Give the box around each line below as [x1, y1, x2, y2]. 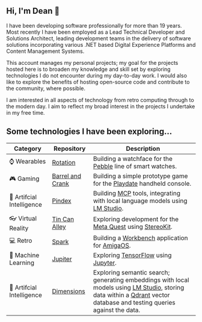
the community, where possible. [6, 85, 86, 92]
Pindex [52, 196, 72, 205]
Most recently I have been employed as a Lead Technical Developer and [6, 28, 185, 35]
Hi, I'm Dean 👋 [6, 6, 60, 16]
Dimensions [52, 287, 85, 295]
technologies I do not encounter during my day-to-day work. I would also [6, 71, 188, 79]
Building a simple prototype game [93, 172, 188, 180]
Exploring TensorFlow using [93, 251, 172, 259]
